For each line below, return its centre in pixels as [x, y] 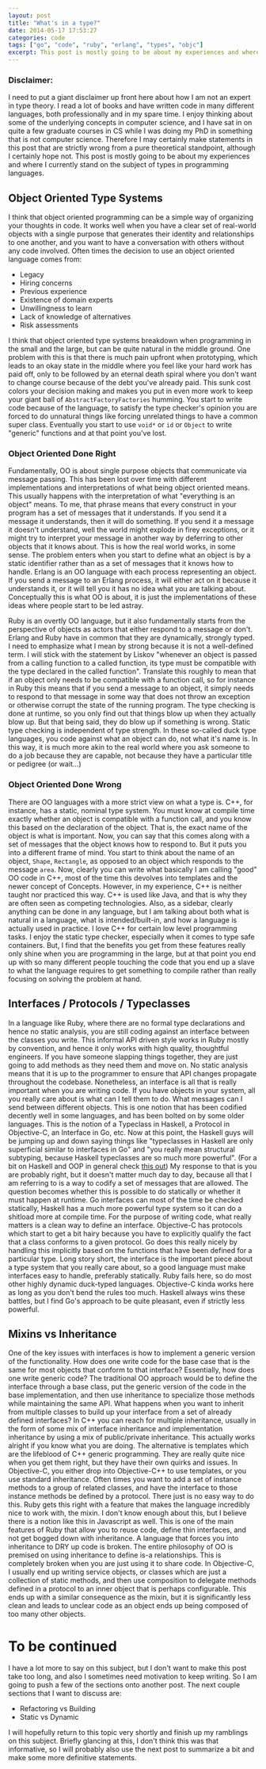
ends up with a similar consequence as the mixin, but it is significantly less [130, 1597]
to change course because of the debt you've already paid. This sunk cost [129, 383]
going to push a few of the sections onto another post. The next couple [124, 1685]
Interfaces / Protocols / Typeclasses [99, 1004]
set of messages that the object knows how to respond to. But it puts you [127, 844]
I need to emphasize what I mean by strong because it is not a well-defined [131, 646]
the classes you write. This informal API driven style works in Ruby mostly [129, 1040]
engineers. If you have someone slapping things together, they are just [123, 1056]
